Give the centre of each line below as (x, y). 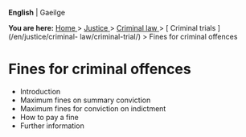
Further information (52, 126)
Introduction (40, 91)
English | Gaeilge (37, 12)
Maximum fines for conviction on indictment (93, 108)
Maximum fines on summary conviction (85, 100)
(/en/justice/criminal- (43, 37)
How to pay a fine (49, 117)
